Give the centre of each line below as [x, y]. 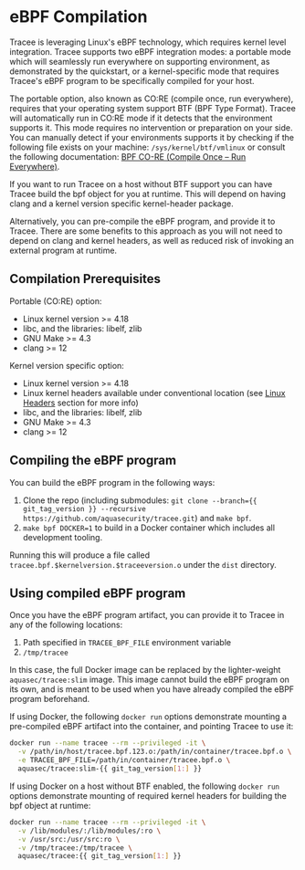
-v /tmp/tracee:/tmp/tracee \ [75, 848]
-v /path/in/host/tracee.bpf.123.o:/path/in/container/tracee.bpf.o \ [155, 752]
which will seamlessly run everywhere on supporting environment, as [140, 61]
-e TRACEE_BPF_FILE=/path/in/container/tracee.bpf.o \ [124, 760]
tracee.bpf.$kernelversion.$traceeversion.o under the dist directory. [143, 564]
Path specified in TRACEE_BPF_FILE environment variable [126, 643]
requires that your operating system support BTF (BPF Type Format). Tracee [153, 108]
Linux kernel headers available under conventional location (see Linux [154, 393]
